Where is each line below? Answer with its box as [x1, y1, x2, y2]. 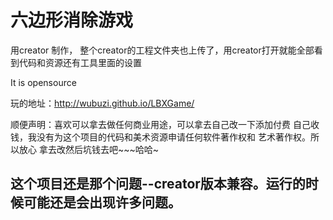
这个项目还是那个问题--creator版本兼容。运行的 [10, 176, 306, 193]
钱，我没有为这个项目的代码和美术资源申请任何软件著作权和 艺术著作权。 [10, 131, 311, 143]
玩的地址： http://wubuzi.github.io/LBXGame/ [10, 97, 195, 109]
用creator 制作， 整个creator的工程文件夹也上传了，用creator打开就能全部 [10, 44, 315, 56]
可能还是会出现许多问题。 [23, 194, 182, 211]
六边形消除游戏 [10, 9, 134, 32]
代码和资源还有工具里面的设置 [18, 56, 142, 68]
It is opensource [10, 76, 77, 88]
